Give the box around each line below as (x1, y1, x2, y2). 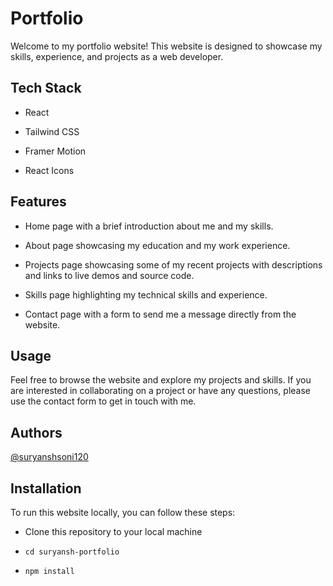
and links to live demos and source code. (24, 269, 195, 281)
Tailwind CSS (24, 125, 80, 137)
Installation (10, 480, 82, 497)
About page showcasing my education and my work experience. (24, 239, 291, 251)
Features (10, 193, 67, 211)
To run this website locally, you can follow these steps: (10, 507, 236, 518)
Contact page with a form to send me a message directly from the (24, 308, 297, 320)
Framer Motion (24, 145, 87, 157)
